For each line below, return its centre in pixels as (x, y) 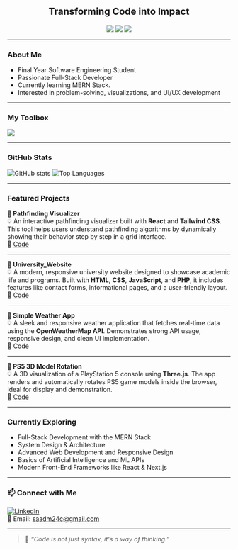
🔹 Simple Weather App (41, 315)
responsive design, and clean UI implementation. (79, 338)
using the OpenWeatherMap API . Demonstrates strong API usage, (104, 331)
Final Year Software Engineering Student (77, 70)
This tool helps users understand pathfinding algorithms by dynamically (112, 229)
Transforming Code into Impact (119, 12)
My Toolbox (28, 118)
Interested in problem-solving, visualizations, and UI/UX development (119, 93)
